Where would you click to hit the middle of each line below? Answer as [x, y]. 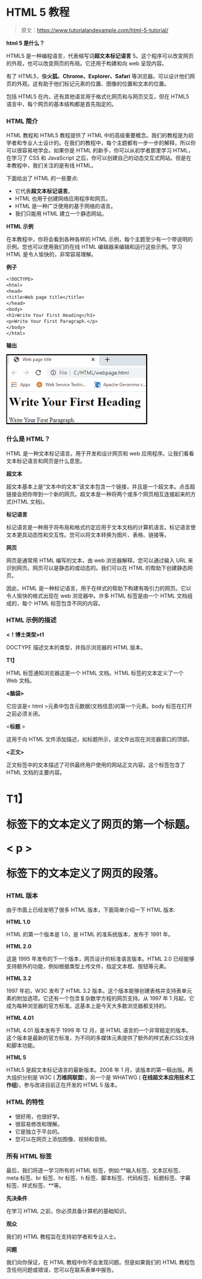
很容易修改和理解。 [39, 1124]
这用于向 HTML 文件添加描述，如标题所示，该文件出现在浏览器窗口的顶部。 [99, 739]
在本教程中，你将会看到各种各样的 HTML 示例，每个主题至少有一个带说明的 [99, 239]
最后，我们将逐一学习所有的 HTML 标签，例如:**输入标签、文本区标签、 [95, 1170]
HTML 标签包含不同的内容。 [69, 603]
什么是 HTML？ [28, 439]
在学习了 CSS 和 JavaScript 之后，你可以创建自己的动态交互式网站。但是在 [99, 158]
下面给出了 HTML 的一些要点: [42, 178]
